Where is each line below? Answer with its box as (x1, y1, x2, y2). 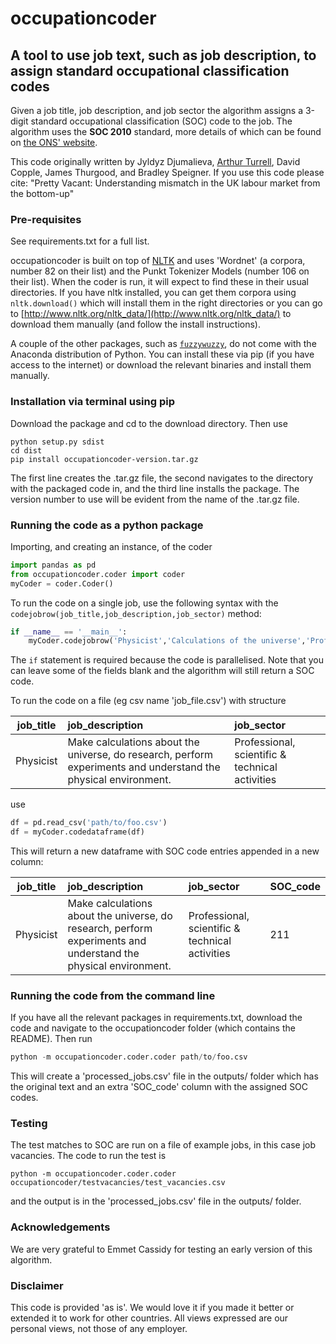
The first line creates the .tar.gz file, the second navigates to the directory (10, 472, 314, 484)
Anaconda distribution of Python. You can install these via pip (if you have (10, 348, 315, 361)
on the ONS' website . (10, 137, 98, 148)
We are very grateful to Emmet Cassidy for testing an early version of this (10, 1243, 313, 1255)
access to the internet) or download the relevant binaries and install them (10, 359, 312, 371)
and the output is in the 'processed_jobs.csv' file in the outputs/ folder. (10, 1195, 302, 1207)
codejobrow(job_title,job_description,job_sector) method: (10, 607, 262, 619)
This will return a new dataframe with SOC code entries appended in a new (10, 845, 320, 857)
